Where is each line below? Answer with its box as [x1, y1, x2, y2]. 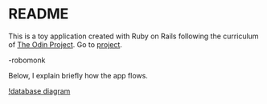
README [8, 5, 69, 23]
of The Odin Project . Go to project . [8, 39, 123, 49]
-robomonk [8, 55, 46, 65]
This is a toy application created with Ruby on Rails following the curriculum [8, 31, 259, 41]
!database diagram [8, 86, 71, 96]
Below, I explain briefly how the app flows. [8, 70, 149, 80]
